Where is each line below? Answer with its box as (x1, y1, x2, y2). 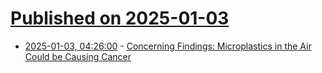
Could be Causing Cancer (24, 50, 132, 62)
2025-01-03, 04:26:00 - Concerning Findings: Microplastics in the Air (24, 40, 312, 52)
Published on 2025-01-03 (10, 7, 230, 30)
